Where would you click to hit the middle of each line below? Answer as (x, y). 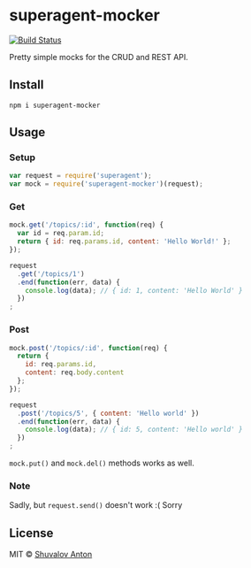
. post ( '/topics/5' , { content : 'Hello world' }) (108, 413)
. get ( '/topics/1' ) (51, 274)
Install (27, 85)
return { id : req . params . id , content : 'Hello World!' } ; (124, 242)
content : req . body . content (75, 372)
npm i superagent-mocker (55, 105)
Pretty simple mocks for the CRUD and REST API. (99, 57)
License (31, 533)
